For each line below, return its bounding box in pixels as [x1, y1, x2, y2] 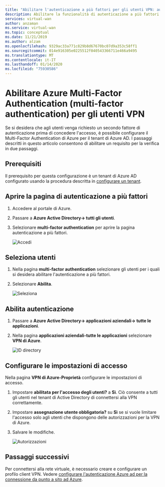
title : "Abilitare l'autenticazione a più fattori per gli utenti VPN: [5, 7, 155, 12]
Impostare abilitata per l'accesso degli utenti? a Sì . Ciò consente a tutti [12, 389, 158, 395]
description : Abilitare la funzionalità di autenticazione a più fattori [5, 12, 160, 17]
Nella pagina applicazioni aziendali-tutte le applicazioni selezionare [12, 332, 152, 339]
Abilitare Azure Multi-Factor [5, 88, 122, 99]
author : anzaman [5, 21, 38, 26]
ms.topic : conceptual [5, 30, 50, 35]
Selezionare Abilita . [12, 281, 53, 287]
